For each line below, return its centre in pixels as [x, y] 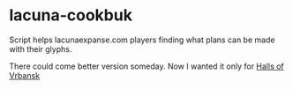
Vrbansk [25, 75]
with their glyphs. [41, 48]
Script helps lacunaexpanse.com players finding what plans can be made [142, 40]
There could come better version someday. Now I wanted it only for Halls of [146, 66]
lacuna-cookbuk [71, 15]
